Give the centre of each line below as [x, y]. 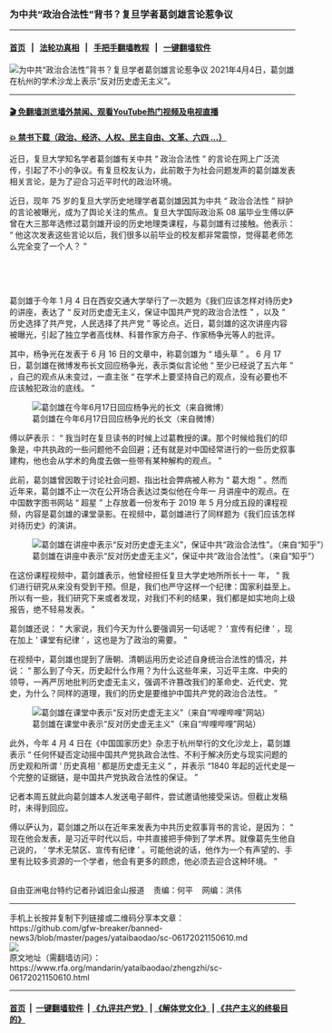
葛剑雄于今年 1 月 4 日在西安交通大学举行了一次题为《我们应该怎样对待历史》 [151, 300]
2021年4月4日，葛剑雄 [252, 69]
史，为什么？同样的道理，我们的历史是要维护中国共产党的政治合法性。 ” [144, 694]
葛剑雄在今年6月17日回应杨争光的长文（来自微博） [126, 418]
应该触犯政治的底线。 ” [52, 389]
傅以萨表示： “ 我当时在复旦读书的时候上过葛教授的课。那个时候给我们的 [145, 438]
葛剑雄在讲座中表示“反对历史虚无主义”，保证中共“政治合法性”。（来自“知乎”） [176, 556]
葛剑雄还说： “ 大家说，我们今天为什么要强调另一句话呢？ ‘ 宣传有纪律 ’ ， [147, 629]
